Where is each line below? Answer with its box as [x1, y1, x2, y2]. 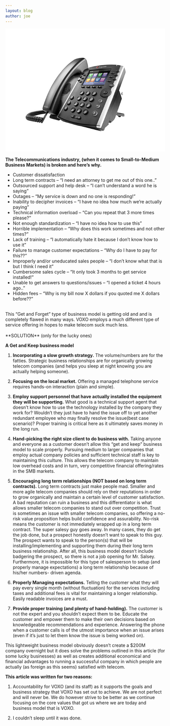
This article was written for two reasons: [5, 674, 93, 680]
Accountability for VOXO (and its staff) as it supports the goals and [12, 683, 152, 690]
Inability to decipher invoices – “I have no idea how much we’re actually [12, 199, 162, 205]
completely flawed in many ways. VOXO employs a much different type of [5, 316, 159, 322]
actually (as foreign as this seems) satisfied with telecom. [5, 664, 125, 670]
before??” [12, 296, 33, 302]
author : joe [5, 13, 30, 19]
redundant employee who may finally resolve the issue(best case [12, 415, 149, 421]
